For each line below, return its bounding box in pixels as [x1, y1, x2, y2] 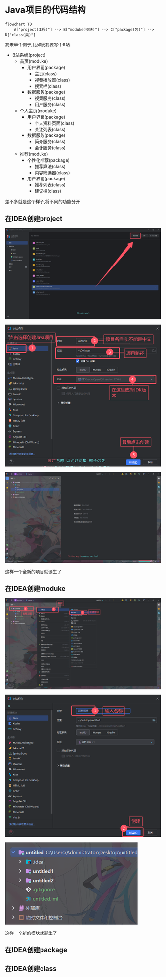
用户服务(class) [34, 101, 66, 107]
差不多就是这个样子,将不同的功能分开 [5, 198, 81, 204]
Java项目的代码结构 [5, 4, 86, 16]
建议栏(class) [34, 188, 62, 194]
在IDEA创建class [5, 964, 57, 973]
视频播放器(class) [34, 77, 70, 83]
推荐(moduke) [19, 151, 48, 157]
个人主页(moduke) [19, 107, 57, 114]
